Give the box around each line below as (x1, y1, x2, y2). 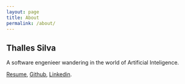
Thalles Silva (6, 43, 56, 53)
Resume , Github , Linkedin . (6, 71, 72, 78)
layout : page (6, 9, 40, 15)
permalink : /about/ (6, 20, 56, 26)
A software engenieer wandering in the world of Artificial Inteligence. (6, 59, 180, 66)
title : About (6, 15, 40, 21)
